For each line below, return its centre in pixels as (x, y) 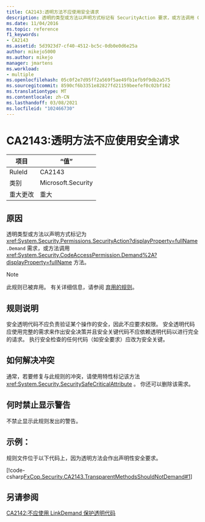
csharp (15, 476)
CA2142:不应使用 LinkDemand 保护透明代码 (61, 513)
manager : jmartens (30, 63)
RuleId (19, 172)
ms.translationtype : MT (37, 92)
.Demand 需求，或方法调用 (38, 248)
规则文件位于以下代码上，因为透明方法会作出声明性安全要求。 (84, 458)
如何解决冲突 (31, 361)
